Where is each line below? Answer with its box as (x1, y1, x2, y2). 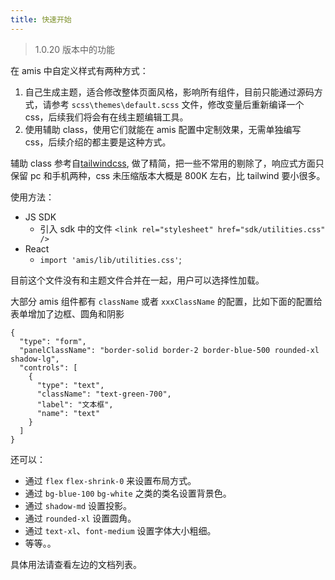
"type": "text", (36, 380, 105, 390)
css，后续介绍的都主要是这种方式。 (24, 136, 172, 148)
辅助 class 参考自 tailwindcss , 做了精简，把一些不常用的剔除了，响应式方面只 (10, 157, 325, 169)
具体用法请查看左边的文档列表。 (10, 558, 142, 570)
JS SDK (24, 211, 57, 223)
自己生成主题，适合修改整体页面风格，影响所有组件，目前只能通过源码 (24, 86, 315, 98)
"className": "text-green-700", (36, 389, 172, 399)
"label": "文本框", (36, 399, 114, 410)
